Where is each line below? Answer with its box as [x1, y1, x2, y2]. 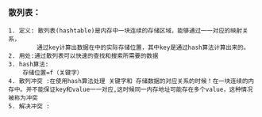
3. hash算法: [8, 61, 49, 69]
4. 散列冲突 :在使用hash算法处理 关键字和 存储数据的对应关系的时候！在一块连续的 [8, 77, 249, 85]
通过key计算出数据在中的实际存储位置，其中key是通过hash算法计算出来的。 [37, 43, 250, 52]
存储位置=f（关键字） [22, 69, 83, 77]
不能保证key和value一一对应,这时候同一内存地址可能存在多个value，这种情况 [31, 85, 253, 94]
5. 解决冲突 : [8, 103, 50, 111]
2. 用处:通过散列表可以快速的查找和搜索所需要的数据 [8, 52, 159, 60]
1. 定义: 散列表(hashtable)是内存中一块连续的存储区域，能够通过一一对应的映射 [8, 27, 243, 35]
